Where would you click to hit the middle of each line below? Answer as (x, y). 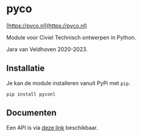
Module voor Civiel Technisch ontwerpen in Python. (71, 37)
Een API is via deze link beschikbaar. (52, 127)
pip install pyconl (31, 94)
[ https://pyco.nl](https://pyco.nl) (47, 26)
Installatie (26, 68)
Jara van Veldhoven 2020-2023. (47, 49)
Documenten (31, 113)
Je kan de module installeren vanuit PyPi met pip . (69, 83)
